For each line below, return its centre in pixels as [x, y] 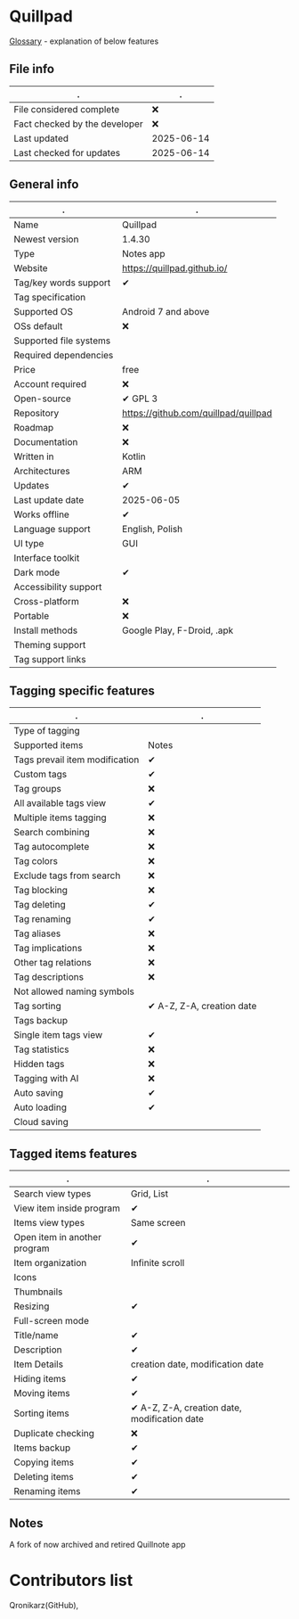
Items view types [49, 1223]
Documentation [46, 441]
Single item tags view [58, 1035]
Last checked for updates [67, 152]
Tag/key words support [62, 283]
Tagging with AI [46, 1079]
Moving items [42, 1393]
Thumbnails [38, 1292]
